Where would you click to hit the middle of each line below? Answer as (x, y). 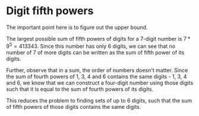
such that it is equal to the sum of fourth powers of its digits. (80, 89)
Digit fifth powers (50, 11)
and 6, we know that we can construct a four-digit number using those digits (100, 83)
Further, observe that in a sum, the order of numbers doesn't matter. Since (97, 70)
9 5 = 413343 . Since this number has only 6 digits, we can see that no (91, 46)
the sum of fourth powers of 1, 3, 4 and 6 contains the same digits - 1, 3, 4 (97, 76)
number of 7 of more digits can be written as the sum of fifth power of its (95, 52)
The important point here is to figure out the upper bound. (77, 27)
